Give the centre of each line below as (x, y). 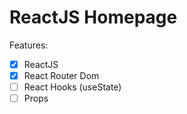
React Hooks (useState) (72, 87)
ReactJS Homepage (93, 17)
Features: (29, 45)
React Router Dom (61, 75)
